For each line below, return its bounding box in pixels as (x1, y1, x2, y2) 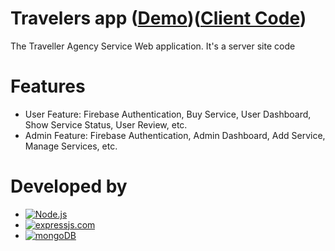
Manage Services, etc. (24, 140, 118, 152)
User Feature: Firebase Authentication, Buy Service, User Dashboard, (24, 108, 312, 120)
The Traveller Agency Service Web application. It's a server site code (10, 40, 296, 52)
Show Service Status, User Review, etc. (24, 118, 188, 131)
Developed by (10, 175, 128, 198)
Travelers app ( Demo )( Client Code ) (10, 7, 307, 30)
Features (10, 75, 86, 98)
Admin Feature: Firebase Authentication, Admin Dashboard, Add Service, (24, 129, 326, 141)
